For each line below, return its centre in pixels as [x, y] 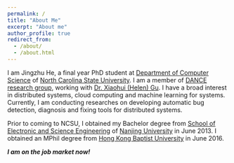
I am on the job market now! [49, 152]
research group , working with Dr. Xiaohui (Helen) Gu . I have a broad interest [117, 87]
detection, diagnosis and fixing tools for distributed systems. [95, 110]
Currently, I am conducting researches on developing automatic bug [106, 102]
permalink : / [26, 14]
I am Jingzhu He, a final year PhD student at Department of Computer [108, 72]
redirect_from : [30, 40]
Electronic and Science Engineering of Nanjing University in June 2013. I [112, 131]
